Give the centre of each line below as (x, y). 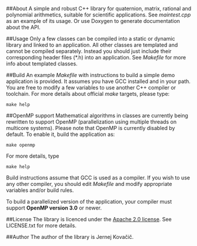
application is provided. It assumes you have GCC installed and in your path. (98, 81)
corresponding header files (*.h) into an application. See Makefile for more (96, 57)
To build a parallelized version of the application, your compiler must (89, 202)
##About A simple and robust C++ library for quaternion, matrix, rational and (99, 9)
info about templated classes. (42, 64)
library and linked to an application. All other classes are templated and (92, 45)
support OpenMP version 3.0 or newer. (54, 208)
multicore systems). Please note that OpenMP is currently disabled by (91, 128)
